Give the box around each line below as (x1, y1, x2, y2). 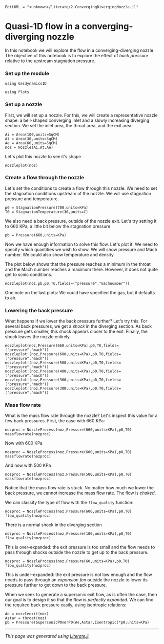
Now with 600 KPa (5, 440, 43, 446)
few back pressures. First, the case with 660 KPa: (5, 418, 105, 424)
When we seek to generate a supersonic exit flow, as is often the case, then (5, 592, 157, 598)
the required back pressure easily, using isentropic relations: (5, 602, 127, 608)
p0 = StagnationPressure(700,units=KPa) (5, 205, 89, 210)
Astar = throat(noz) (5, 616, 47, 621)
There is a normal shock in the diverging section (5, 522, 102, 528)
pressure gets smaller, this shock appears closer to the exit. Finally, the (5, 328, 148, 335)
